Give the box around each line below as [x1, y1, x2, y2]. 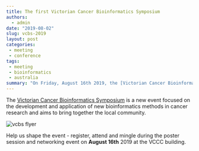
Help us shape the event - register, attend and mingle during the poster [6, 132, 179, 139]
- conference [8, 53, 41, 59]
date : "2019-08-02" [6, 25, 54, 31]
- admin [11, 20, 31, 25]
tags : [6, 58, 20, 64]
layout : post [6, 36, 38, 42]
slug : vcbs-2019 [6, 31, 46, 37]
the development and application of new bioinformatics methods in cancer [6, 103, 188, 110]
